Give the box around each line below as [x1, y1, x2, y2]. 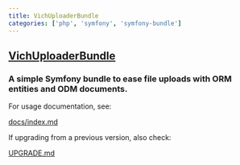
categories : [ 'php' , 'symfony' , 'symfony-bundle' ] [8, 19, 182, 27]
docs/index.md [8, 118, 58, 127]
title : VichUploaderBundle [8, 11, 99, 20]
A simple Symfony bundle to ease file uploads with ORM [8, 73, 232, 85]
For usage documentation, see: [8, 101, 112, 111]
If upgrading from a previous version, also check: [8, 133, 172, 142]
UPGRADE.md [8, 148, 55, 158]
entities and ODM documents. [8, 83, 128, 94]
